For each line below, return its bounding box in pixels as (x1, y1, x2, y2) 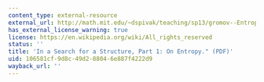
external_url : (8, 19, 55, 27)
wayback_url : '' (8, 62, 61, 70)
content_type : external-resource (8, 11, 118, 20)
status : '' (8, 41, 44, 48)
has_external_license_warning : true (8, 26, 128, 34)
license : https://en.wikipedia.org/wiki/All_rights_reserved (8, 33, 213, 41)
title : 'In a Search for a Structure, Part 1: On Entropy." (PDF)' (8, 48, 234, 55)
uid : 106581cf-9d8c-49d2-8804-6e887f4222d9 (8, 55, 153, 63)
